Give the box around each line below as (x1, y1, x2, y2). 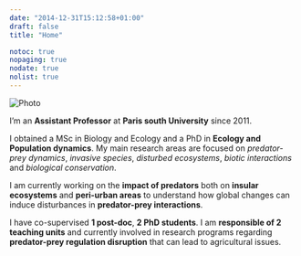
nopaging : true (9, 56, 67, 65)
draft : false (9, 22, 59, 31)
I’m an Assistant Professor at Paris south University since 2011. (9, 115, 253, 126)
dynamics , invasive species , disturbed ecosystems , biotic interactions (28, 152, 292, 163)
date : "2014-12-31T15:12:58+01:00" (9, 13, 145, 23)
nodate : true (9, 64, 59, 73)
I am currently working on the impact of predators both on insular (9, 179, 259, 190)
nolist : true (9, 72, 59, 82)
